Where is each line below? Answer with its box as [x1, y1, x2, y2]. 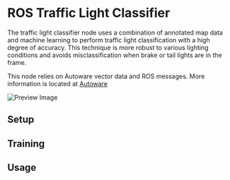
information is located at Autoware [7, 79, 108, 88]
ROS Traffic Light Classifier [7, 5, 171, 21]
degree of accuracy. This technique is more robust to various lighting [7, 43, 209, 52]
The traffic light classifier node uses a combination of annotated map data [7, 28, 223, 37]
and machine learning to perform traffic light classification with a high [7, 35, 210, 44]
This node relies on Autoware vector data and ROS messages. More [7, 72, 205, 80]
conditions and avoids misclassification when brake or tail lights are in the [7, 51, 222, 59]
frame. [7, 58, 27, 66]
